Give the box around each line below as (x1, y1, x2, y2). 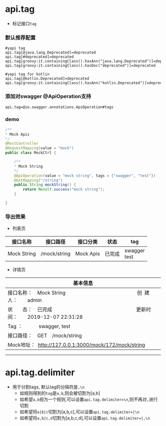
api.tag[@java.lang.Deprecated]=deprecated (5, 50, 96, 55)
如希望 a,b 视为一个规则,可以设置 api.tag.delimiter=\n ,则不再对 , (19, 396, 149, 403)
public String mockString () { (14, 182, 77, 187)
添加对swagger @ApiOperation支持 (5, 93, 91, 100)
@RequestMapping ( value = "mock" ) (5, 145, 74, 151)
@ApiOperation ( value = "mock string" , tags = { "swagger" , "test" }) (14, 173, 156, 178)
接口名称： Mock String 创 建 (7, 289, 150, 296)
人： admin (7, 297, 42, 304)
